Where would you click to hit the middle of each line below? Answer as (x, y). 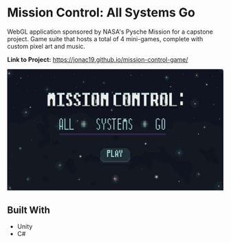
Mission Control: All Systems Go (101, 13)
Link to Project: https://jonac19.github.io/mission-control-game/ (98, 59)
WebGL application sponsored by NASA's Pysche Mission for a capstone (110, 32)
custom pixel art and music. (46, 46)
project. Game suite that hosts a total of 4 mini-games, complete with (105, 38)
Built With (29, 210)
